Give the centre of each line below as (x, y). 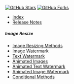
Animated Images (30, 61)
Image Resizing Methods (37, 45)
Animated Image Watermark (41, 71)
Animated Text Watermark (39, 66)
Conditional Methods (34, 77)
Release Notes (27, 22)
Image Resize (19, 33)
